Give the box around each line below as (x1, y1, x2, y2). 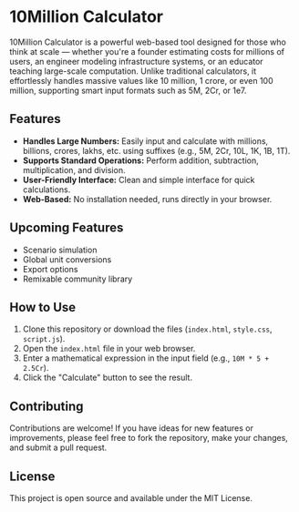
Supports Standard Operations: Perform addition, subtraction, (22, 155, 259, 166)
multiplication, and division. (22, 164, 126, 175)
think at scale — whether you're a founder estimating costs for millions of (9, 46, 285, 56)
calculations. (22, 184, 71, 195)
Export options (22, 263, 78, 274)
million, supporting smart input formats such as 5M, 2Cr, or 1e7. (9, 85, 247, 96)
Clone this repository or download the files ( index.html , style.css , (22, 323, 273, 334)
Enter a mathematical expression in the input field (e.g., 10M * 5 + (22, 353, 270, 364)
